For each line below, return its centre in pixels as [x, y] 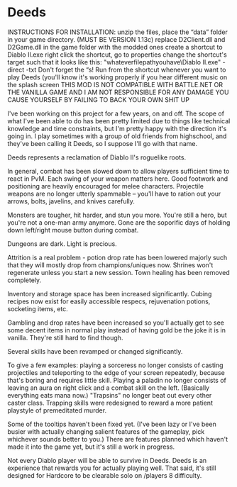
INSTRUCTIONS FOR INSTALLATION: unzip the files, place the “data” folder [118, 32]
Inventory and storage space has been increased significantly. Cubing [110, 293]
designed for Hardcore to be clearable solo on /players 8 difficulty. [105, 475]
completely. [24, 280]
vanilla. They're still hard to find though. [65, 337]
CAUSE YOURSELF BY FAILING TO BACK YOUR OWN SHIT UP [99, 99]
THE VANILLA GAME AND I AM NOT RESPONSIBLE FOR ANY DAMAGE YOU [118, 92]
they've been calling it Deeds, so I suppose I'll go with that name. [103, 143]
